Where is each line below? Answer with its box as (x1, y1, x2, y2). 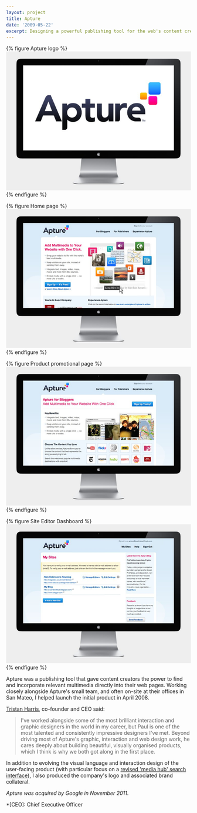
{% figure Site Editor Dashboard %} (6, 518, 92, 525)
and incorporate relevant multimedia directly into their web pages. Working (6, 682, 187, 689)
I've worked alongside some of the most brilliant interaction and (20, 717, 175, 724)
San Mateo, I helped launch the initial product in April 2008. (6, 694, 150, 701)
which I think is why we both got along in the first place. (20, 748, 155, 755)
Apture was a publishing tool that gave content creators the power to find (6, 675, 183, 682)
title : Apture (6, 15, 41, 22)
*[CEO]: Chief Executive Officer (6, 801, 83, 808)
